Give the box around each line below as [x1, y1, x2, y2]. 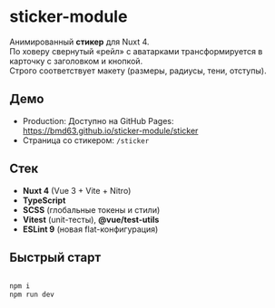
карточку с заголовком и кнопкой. [9, 55, 143, 66]
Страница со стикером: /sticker [22, 134, 150, 146]
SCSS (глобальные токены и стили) [22, 204, 161, 215]
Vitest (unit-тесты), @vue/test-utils [22, 214, 160, 225]
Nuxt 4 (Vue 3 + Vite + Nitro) [22, 185, 132, 196]
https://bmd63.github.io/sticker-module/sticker [22, 125, 199, 136]
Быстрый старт [9, 249, 102, 265]
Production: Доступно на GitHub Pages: [22, 115, 174, 126]
